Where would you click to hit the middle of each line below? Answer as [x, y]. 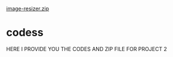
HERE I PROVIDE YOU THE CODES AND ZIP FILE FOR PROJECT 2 [86, 49]
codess [25, 33]
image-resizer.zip [28, 9]
